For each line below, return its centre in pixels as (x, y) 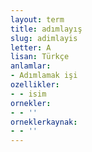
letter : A (31, 47)
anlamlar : (31, 66)
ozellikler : (35, 85)
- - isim (28, 94)
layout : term (37, 19)
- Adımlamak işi (44, 76)
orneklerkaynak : (44, 122)
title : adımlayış (46, 29)
